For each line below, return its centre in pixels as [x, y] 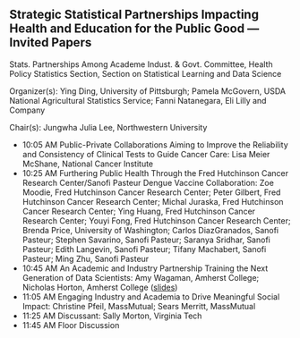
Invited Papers [51, 42]
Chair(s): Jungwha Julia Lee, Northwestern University [108, 127]
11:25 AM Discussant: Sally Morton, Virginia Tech [112, 316]
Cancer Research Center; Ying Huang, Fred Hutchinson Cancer [139, 211]
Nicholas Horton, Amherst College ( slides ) [100, 287]
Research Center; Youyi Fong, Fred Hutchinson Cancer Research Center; [156, 220]
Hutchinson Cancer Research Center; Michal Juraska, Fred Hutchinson [153, 201]
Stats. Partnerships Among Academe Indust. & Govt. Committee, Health [141, 64]
